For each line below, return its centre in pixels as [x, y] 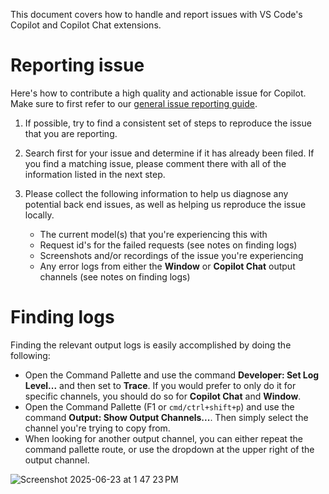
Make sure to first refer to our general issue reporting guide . [134, 103]
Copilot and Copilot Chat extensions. [86, 25]
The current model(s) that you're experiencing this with [153, 234]
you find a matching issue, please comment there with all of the [155, 163]
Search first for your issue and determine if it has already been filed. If [169, 153]
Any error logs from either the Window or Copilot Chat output [167, 266]
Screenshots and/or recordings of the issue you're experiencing [171, 255]
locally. [39, 215]
